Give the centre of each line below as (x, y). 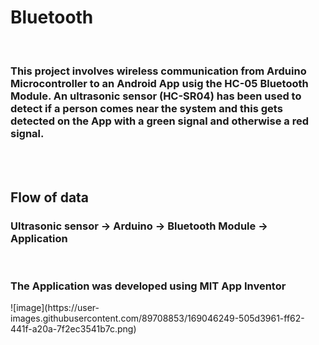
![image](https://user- (55, 308)
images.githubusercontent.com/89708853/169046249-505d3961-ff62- (157, 318)
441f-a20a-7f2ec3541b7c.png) (73, 329)
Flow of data (50, 197)
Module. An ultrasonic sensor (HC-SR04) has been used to (156, 96)
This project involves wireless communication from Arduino (158, 71)
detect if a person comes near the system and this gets (146, 108)
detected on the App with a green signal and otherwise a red (160, 121)
